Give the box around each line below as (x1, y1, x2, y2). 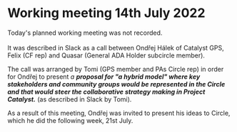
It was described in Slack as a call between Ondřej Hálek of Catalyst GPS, (7, 43, 224, 52)
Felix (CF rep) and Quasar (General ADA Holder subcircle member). (7, 51, 206, 60)
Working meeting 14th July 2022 (7, 5, 206, 21)
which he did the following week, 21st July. (7, 116, 133, 125)
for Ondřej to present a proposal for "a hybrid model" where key (7, 72, 201, 81)
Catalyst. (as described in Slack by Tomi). (7, 94, 132, 104)
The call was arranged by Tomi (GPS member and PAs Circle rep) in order (7, 65, 224, 73)
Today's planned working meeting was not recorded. (7, 28, 163, 37)
